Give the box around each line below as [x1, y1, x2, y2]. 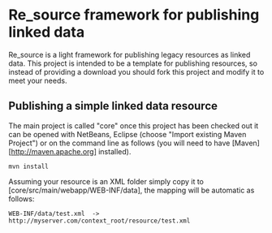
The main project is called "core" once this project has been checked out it [8, 120, 259, 131]
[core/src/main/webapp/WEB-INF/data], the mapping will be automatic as [8, 185, 255, 195]
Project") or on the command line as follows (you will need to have [8, 138, 231, 148]
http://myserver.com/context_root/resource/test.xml [8, 217, 191, 225]
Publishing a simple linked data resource [8, 99, 218, 113]
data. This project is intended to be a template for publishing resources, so [8, 58, 258, 68]
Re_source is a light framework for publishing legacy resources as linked [8, 50, 251, 59]
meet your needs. [8, 76, 67, 85]
